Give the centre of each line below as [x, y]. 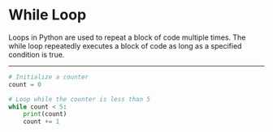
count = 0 [25, 84]
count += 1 [41, 122]
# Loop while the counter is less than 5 [80, 99]
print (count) [45, 114]
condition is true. [37, 54]
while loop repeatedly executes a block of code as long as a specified [125, 45]
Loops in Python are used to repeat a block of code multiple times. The [127, 37]
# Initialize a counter [49, 77]
